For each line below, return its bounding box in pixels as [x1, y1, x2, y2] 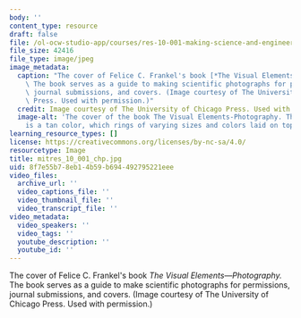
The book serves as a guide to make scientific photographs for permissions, [9, 280, 290, 290]
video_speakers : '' [17, 221, 90, 230]
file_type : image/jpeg [9, 54, 94, 63]
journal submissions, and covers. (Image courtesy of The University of [9, 289, 269, 300]
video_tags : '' [17, 229, 74, 238]
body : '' [9, 13, 42, 22]
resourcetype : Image [9, 146, 87, 155]
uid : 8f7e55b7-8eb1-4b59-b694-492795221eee [9, 163, 175, 172]
